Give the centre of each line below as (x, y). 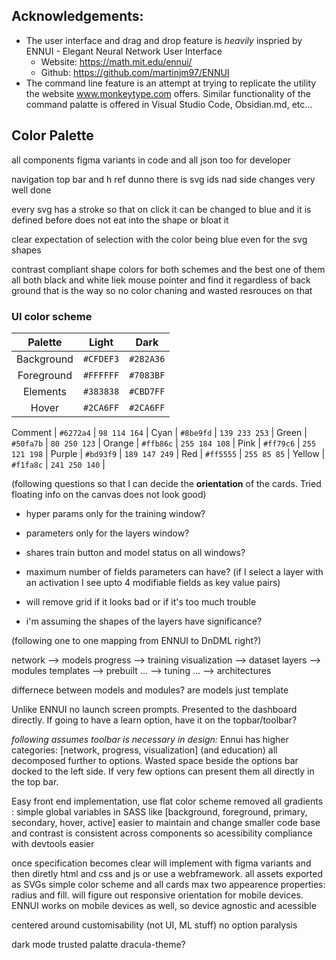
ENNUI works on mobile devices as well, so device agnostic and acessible (164, 905)
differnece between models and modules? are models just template (150, 690)
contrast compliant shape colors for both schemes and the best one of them (168, 269)
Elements (45, 391)
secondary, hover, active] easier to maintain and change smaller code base (166, 822)
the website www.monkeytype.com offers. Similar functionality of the (168, 93)
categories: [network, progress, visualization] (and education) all (144, 750)
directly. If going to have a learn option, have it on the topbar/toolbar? (154, 720)
